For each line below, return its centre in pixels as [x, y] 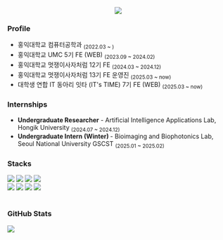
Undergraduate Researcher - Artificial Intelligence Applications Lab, [117, 120]
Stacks [19, 164]
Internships [27, 105]
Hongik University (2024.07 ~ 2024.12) [69, 128]
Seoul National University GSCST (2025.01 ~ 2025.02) [91, 145]
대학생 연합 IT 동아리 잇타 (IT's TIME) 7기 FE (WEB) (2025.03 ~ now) [110, 86]
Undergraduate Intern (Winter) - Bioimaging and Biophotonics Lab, [115, 136]
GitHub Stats [30, 214]
